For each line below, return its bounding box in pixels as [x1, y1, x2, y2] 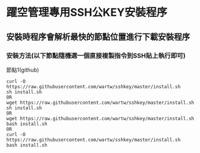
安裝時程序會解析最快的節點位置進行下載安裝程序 [6, 32, 190, 42]
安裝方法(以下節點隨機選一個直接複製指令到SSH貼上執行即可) [6, 51, 186, 59]
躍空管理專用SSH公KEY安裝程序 [6, 5, 168, 19]
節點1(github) [6, 66, 40, 73]
